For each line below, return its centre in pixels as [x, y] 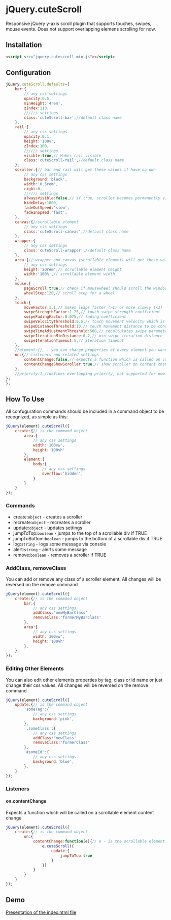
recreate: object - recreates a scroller [52, 522]
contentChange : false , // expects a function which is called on [92, 360]
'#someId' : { [37, 752]
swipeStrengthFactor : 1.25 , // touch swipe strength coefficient [92, 312]
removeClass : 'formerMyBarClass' [67, 618]
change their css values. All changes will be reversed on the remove [77, 685]
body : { [40, 464]
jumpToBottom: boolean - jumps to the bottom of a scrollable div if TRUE [88, 538]
